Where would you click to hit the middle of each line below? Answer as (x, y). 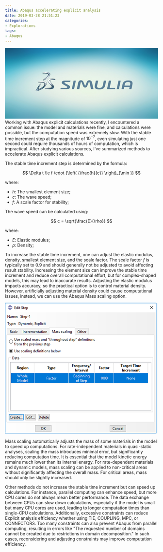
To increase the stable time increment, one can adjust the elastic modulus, (79, 255)
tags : (10, 31)
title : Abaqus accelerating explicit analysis (53, 10)
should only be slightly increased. (39, 478)
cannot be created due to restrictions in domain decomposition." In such (77, 534)
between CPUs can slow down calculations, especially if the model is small (80, 503)
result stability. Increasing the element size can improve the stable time (76, 270)
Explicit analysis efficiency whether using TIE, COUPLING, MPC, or (72, 518)
